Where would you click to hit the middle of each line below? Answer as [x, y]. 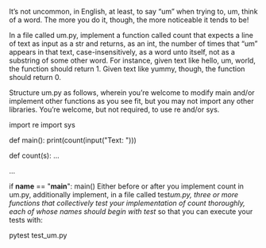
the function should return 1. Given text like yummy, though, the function [127, 69]
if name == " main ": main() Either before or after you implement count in [127, 186]
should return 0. [35, 77]
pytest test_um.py [38, 235]
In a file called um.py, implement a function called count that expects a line [131, 35]
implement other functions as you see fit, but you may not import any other [132, 101]
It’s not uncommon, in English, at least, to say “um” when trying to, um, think [133, 11]
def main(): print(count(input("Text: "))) [73, 140]
